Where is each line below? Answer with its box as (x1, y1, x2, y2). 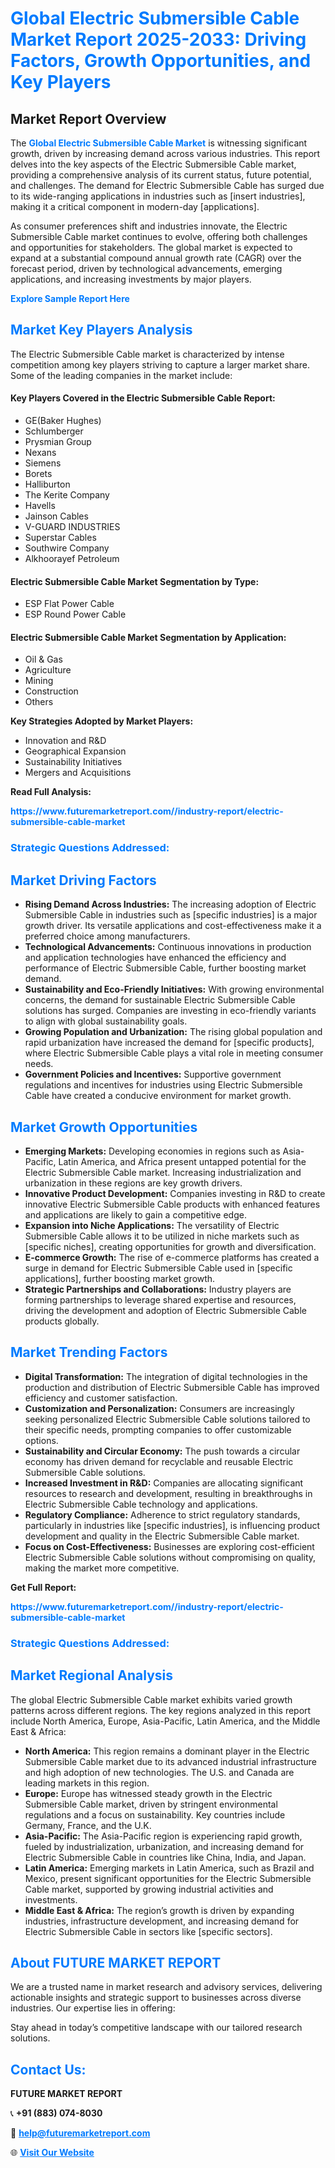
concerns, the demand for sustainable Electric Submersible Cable (24, 994, 296, 1006)
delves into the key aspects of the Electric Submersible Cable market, (10, 158, 297, 170)
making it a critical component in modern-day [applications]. (10, 201, 260, 212)
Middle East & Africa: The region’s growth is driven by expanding (24, 1904, 295, 1916)
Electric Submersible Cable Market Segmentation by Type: (10, 575, 260, 587)
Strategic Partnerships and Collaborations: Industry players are (24, 1283, 292, 1295)
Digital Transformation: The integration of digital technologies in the (24, 1370, 308, 1382)
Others (24, 696, 54, 708)
